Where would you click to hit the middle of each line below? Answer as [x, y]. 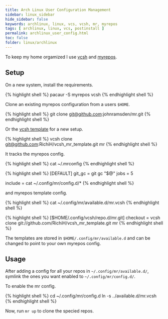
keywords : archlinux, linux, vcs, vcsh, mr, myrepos [61, 24]
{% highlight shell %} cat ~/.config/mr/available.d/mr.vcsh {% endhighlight [82, 202]
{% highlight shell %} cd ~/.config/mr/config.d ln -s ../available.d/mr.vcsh [81, 296]
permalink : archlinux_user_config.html [47, 33]
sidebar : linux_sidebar [30, 15]
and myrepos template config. [36, 193]
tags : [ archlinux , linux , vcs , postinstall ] [55, 29]
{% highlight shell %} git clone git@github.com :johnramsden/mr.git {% [78, 114]
